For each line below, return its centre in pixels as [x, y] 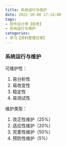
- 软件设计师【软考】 [24, 24]
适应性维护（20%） [33, 126]
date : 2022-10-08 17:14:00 [33, 15]
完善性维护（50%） [33, 132]
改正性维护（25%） [33, 119]
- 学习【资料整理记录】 [26, 38]
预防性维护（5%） [31, 138]
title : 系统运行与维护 [26, 10]
